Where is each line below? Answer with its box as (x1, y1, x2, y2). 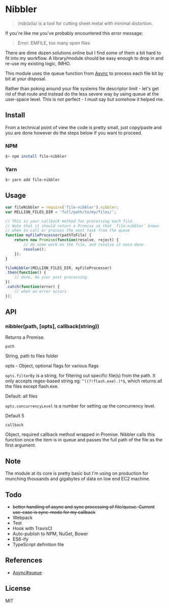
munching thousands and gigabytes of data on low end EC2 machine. (5, 476, 150, 482)
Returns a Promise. (5, 334, 45, 340)
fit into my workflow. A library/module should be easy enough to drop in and (5, 55, 163, 61)
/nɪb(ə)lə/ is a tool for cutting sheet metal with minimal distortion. (17, 20, 153, 26)
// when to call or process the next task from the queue (5, 228, 130, 233)
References (5, 556, 43, 565)
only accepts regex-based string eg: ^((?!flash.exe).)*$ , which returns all (5, 378, 162, 384)
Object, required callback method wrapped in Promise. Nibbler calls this (5, 431, 155, 437)
